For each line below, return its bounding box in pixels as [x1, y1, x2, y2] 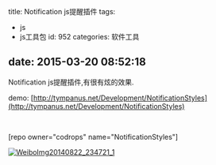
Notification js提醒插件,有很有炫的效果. [8, 77, 134, 87]
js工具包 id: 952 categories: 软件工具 [19, 32, 140, 41]
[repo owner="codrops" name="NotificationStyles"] [8, 132, 179, 141]
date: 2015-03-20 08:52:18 [8, 55, 147, 69]
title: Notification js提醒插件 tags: [8, 7, 116, 16]
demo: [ [8, 93, 34, 103]
